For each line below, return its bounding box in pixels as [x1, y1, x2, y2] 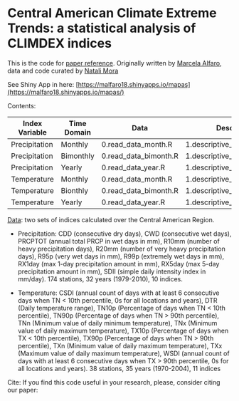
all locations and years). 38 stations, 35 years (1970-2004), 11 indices [17, 364, 221, 373]
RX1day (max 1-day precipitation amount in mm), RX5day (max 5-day [17, 259, 220, 268]
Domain [64, 127, 91, 137]
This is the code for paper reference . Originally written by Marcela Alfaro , [7, 58, 222, 67]
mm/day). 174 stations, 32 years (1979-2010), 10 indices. [17, 274, 183, 283]
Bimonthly [60, 151, 95, 161]
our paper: [7, 385, 38, 394]
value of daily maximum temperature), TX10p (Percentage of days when [17, 326, 229, 335]
